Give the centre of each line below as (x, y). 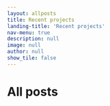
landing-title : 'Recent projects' (56, 26)
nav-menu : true (29, 32)
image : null (24, 45)
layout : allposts (32, 13)
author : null (26, 52)
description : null (33, 39)
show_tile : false (32, 58)
